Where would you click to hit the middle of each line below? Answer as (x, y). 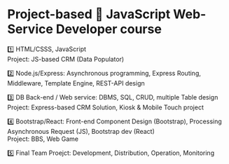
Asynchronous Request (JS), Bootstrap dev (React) (81, 131)
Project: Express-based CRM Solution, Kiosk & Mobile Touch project (106, 107)
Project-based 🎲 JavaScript (89, 14)
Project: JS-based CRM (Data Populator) (66, 59)
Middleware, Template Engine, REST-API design (76, 83)
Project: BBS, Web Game (43, 139)
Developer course (109, 29)
